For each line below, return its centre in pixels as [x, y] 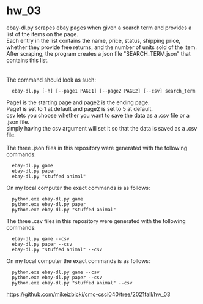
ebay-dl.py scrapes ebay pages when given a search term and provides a [99, 28]
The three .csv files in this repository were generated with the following [96, 221]
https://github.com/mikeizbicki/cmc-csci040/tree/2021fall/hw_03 [88, 294]
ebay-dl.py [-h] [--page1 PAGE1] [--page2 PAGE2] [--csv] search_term [104, 91]
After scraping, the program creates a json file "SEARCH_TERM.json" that [98, 53]
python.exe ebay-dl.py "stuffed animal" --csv [72, 283]
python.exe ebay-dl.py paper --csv [57, 277]
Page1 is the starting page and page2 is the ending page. [78, 102]
